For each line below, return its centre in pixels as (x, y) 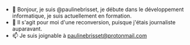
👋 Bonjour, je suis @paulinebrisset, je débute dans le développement (98, 9)
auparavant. (27, 29)
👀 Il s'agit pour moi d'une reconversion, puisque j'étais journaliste (94, 22)
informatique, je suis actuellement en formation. (72, 16)
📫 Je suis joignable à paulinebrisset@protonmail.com (80, 36)
